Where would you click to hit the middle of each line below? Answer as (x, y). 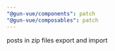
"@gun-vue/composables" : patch (53, 20)
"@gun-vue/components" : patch (51, 14)
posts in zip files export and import (57, 40)
